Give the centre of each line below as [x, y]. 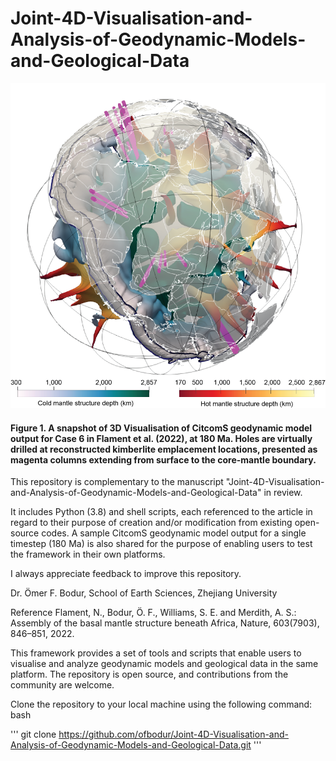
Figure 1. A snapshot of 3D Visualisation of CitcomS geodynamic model [161, 428]
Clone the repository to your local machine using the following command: [161, 704]
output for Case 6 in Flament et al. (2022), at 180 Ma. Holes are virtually [161, 438]
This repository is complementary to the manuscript [117, 482]
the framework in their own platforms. [88, 554]
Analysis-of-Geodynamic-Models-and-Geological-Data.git [131, 745]
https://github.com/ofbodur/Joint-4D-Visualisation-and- [173, 734]
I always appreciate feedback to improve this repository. [126, 574]
